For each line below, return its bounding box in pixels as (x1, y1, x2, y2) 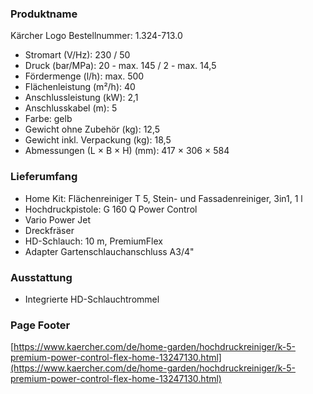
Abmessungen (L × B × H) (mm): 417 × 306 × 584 (24, 145, 230, 157)
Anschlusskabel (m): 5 (24, 102, 118, 114)
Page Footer (10, 318, 71, 332)
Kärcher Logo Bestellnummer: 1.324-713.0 (10, 30, 183, 42)
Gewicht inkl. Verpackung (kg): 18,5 (24, 134, 172, 146)
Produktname (10, 7, 78, 21)
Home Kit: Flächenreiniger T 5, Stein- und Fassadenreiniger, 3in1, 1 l (24, 192, 303, 204)
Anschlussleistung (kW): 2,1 (24, 92, 139, 104)
